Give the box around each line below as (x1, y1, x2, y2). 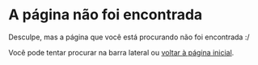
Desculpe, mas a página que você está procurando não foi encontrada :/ (8, 32, 250, 42)
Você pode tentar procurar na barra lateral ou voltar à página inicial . (8, 47, 235, 57)
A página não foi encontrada (8, 6, 203, 24)
